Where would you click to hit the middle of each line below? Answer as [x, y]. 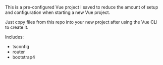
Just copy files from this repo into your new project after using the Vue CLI [81, 22]
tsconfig [21, 46]
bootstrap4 [24, 57]
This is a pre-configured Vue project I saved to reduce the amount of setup [82, 7]
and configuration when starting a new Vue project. [58, 12]
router [19, 52]
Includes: [14, 37]
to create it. [17, 27]
